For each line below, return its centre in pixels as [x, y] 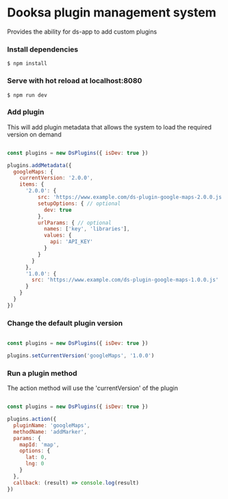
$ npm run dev [27, 95]
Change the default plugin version [65, 323]
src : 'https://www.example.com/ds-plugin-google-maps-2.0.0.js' [131, 197]
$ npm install [27, 64]
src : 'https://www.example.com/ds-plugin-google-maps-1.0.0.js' [125, 280]
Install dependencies [43, 49]
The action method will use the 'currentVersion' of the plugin [92, 388]
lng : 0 [35, 464]
